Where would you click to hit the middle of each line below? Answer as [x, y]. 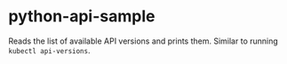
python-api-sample [82, 16]
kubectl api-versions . [49, 50]
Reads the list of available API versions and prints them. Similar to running [143, 41]
